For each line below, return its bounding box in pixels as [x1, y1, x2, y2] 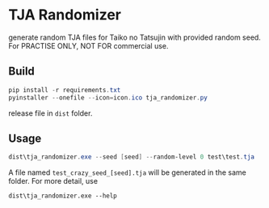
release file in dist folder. [8, 108, 93, 118]
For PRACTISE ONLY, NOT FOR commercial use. [8, 40, 169, 50]
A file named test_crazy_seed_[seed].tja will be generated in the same [8, 168, 246, 177]
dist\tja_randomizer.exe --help [8, 192, 117, 200]
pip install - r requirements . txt [8, 86, 121, 94]
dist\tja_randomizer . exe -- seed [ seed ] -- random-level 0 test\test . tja [8, 153, 254, 161]
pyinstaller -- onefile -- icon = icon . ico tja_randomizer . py [8, 93, 208, 102]
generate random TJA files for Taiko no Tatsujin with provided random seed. [8, 32, 261, 42]
